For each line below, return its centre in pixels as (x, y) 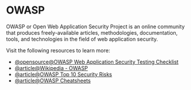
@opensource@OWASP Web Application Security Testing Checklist (96, 62)
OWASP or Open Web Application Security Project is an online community (95, 26)
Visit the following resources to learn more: (58, 50)
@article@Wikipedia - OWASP (51, 68)
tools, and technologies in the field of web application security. (82, 39)
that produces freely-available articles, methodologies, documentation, (92, 32)
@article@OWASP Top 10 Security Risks (63, 74)
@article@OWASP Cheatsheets (53, 81)
